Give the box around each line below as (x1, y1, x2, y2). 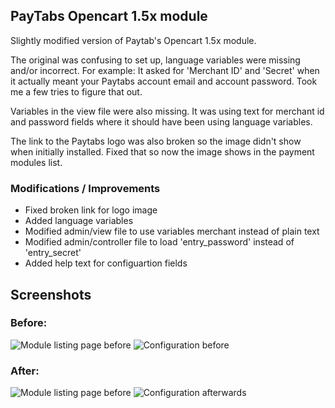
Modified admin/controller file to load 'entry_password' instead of (24, 236, 295, 248)
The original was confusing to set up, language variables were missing (10, 54, 301, 66)
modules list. (10, 156, 63, 168)
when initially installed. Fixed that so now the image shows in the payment (10, 145, 315, 158)
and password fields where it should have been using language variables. (10, 115, 313, 128)
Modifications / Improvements (10, 181, 161, 195)
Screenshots (10, 286, 92, 303)
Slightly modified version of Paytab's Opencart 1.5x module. (10, 34, 257, 46)
